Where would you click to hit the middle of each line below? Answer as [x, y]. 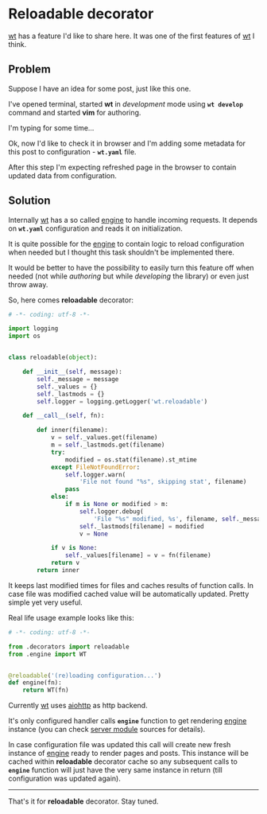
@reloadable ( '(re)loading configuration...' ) [85, 676]
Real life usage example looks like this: [71, 617]
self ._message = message [78, 379]
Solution [29, 201]
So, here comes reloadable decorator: [71, 300]
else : [60, 497]
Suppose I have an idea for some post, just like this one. [100, 88]
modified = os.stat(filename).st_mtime [131, 460]
